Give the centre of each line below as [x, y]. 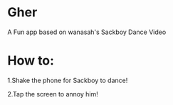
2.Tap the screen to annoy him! [53, 94]
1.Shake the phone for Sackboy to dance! [68, 80]
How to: [31, 61]
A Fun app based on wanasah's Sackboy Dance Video [87, 32]
